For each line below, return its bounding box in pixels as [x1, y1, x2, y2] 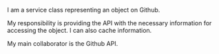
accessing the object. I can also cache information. [7, 27, 152, 34]
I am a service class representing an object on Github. [7, 6, 160, 14]
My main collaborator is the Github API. [7, 40, 118, 47]
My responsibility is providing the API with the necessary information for [7, 19, 212, 27]
